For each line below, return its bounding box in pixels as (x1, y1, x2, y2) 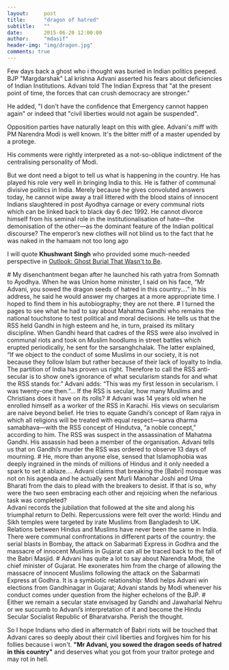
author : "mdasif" (7, 36, 69, 42)
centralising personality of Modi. (7, 158, 98, 166)
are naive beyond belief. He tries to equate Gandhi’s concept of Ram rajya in (7, 408, 221, 417)
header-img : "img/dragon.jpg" (7, 42, 94, 49)
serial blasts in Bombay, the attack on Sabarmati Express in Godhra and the (7, 539, 219, 548)
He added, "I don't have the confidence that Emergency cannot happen (7, 102, 208, 110)
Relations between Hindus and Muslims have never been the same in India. (7, 525, 218, 533)
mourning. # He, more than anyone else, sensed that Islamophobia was (7, 452, 208, 460)
